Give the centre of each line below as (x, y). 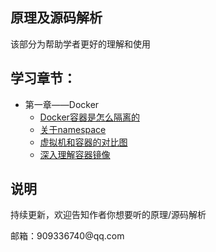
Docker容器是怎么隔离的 (89, 117)
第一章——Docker (62, 104)
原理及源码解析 (56, 18)
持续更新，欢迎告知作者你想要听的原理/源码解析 (108, 215)
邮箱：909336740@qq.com (67, 236)
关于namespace (73, 129)
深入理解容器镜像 (75, 154)
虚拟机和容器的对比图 (83, 142)
